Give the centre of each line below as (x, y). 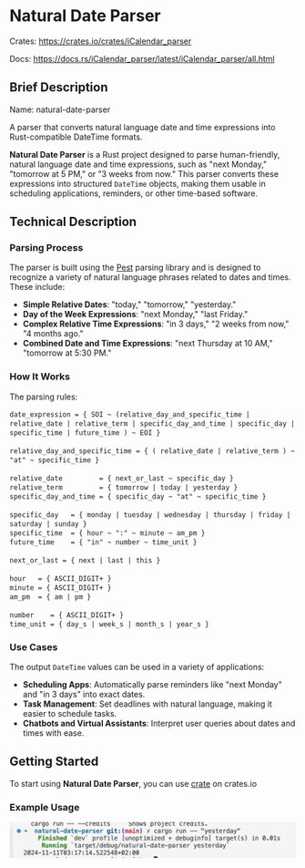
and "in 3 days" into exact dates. (84, 695)
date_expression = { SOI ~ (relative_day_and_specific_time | (130, 414)
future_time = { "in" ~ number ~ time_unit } (103, 542)
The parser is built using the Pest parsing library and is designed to (135, 268)
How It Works (40, 377)
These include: (37, 287)
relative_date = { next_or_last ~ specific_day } (122, 478)
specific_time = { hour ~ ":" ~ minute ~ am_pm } (107, 533)
